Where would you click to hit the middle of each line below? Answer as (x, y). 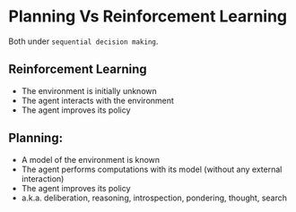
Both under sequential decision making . (83, 41)
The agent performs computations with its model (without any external (152, 169)
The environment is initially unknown (89, 90)
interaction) (43, 178)
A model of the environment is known (91, 159)
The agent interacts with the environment (97, 100)
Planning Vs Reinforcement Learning (148, 17)
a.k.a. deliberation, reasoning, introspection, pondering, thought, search (154, 198)
